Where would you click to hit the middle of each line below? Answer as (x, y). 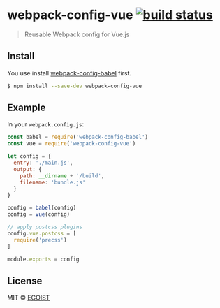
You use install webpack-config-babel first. (69, 73)
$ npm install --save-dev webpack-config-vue (74, 86)
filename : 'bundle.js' (53, 182)
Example (27, 108)
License (25, 280)
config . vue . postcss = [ (42, 233)
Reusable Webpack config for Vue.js (77, 34)
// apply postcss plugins (45, 227)
